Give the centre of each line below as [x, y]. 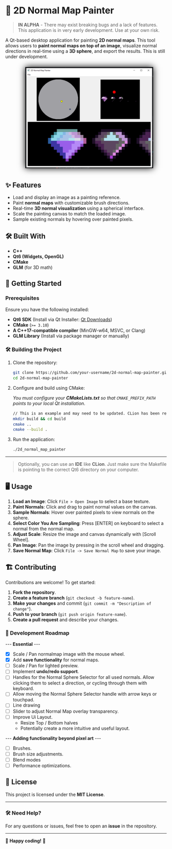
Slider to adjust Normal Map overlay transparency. [66, 711]
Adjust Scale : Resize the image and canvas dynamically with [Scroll [84, 534]
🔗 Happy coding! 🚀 [26, 841]
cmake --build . [30, 430]
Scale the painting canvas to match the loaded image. [69, 214]
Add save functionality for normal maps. [56, 660]
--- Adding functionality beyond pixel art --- [53, 738]
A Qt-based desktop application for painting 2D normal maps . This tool [80, 40]
